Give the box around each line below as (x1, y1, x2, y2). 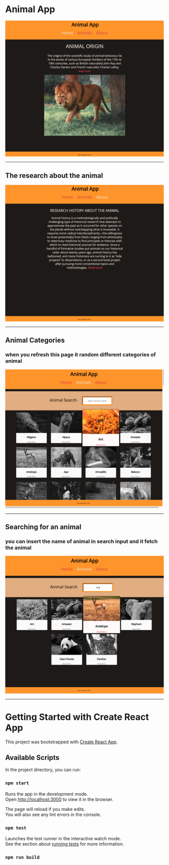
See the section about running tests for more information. (5, 841, 124, 847)
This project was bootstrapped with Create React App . (5, 739, 118, 745)
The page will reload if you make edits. (5, 806, 86, 812)
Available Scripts (5, 753, 59, 762)
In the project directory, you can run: (5, 767, 81, 773)
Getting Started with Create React (5, 711, 149, 722)
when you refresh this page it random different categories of (5, 351, 156, 358)
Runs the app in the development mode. (5, 791, 88, 797)
